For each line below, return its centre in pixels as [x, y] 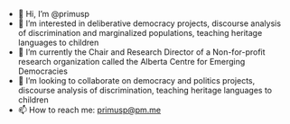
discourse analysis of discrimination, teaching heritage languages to [145, 90]
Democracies [42, 71]
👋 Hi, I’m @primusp [54, 14]
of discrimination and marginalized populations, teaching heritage [140, 33]
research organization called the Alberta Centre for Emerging [131, 62]
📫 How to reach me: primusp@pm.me [89, 110]
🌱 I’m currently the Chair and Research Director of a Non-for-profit [141, 52]
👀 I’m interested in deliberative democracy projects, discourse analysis [150, 23]
